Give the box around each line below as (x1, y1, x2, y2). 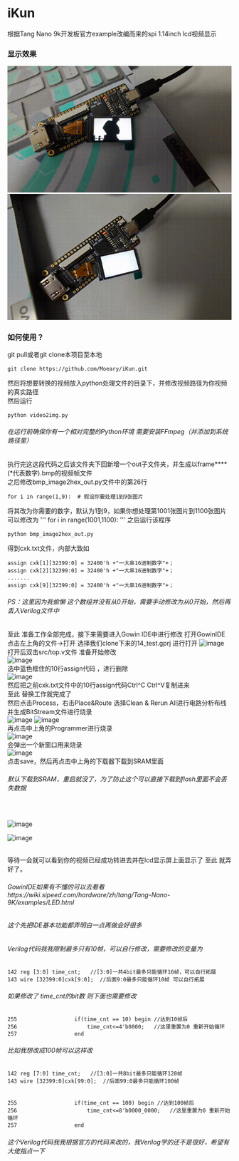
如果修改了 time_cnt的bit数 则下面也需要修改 (7, 992, 137, 1001)
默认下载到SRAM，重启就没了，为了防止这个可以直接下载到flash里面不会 (7, 775, 221, 783)
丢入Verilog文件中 (7, 607, 60, 615)
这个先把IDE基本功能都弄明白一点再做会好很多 (7, 921, 142, 929)
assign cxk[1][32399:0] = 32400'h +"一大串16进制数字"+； (7, 559, 174, 567)
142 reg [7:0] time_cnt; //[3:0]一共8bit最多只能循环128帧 (7, 1070, 183, 1077)
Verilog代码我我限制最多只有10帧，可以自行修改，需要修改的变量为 (7, 944, 203, 953)
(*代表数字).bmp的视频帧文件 (7, 468, 92, 477)
